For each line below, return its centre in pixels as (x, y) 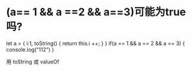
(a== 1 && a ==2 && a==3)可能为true (96, 12)
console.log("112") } (30, 49)
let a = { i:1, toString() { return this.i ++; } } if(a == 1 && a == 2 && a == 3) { (95, 43)
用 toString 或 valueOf (33, 62)
